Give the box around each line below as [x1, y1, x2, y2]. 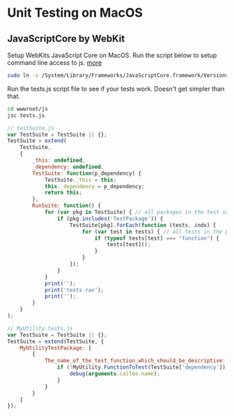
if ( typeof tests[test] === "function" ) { [94, 235, 219, 242]
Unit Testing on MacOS [7, 5, 143, 21]
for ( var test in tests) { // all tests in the [81, 228, 223, 235]
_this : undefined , [32, 157, 86, 164]
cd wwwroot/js [7, 105, 49, 112]
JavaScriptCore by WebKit [7, 33, 125, 45]
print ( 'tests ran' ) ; [44, 286, 104, 293]
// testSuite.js [7, 124, 54, 132]
